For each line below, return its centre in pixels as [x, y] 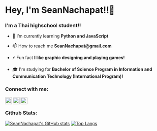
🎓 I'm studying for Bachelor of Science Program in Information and [82, 69]
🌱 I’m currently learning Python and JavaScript [60, 36]
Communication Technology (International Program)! [68, 76]
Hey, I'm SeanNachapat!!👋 [60, 10]
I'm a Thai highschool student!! [43, 26]
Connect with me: [27, 89]
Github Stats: [21, 113]
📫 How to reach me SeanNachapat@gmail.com [62, 46]
